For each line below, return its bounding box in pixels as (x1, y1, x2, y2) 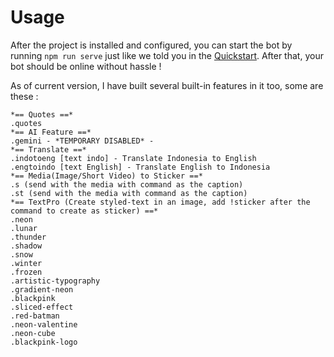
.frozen (10, 267, 43, 277)
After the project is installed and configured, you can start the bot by (10, 39, 293, 51)
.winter (10, 258, 43, 268)
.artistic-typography (10, 276, 101, 286)
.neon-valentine (10, 319, 78, 330)
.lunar (10, 223, 38, 233)
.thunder (10, 232, 47, 242)
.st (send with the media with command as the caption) (10, 188, 248, 198)
